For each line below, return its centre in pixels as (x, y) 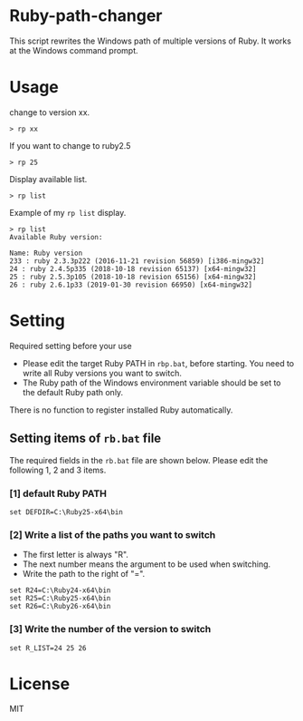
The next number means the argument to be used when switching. (147, 564)
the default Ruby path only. (73, 392)
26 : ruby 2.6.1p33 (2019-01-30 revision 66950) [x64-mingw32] (131, 285)
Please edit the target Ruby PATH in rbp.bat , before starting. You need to (158, 363)
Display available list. (48, 179)
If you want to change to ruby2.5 (70, 145)
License (40, 683)
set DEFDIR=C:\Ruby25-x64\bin (66, 512)
